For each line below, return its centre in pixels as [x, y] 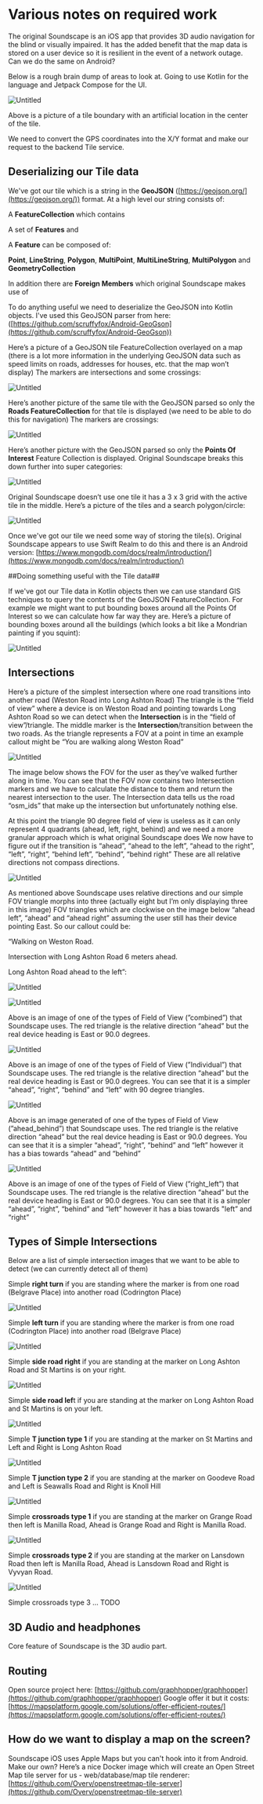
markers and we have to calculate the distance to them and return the [121, 789]
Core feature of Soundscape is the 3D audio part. [88, 1646]
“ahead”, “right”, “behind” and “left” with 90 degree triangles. [106, 1090]
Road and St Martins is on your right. [67, 1370]
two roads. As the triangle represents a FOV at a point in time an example [126, 733]
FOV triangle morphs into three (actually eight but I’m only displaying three [128, 901]
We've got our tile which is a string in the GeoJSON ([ [95, 191]
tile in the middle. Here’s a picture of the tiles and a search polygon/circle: [127, 505]
